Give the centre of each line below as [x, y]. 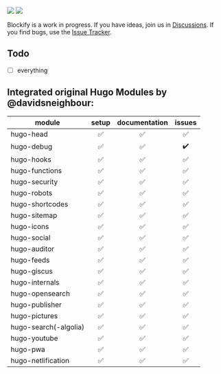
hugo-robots [32, 192]
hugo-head [29, 134]
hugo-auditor [33, 249]
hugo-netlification [40, 360]
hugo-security [34, 181]
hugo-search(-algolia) [47, 327]
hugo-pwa [28, 349]
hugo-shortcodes [39, 204]
